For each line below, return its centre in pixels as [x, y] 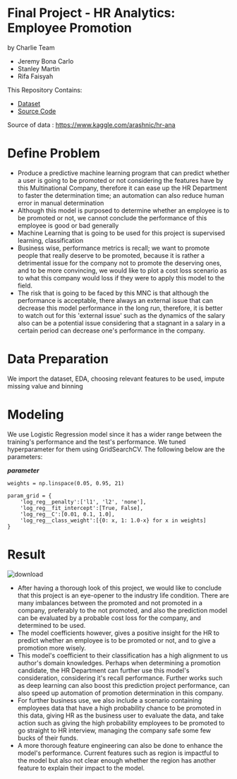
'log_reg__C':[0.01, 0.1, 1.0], [67, 514]
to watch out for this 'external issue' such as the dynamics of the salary [121, 315]
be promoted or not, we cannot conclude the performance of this [112, 218]
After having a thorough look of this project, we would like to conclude [120, 588]
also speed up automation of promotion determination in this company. [120, 693]
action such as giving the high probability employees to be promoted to [121, 722]
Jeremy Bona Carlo [45, 61]
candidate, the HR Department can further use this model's [103, 670]
